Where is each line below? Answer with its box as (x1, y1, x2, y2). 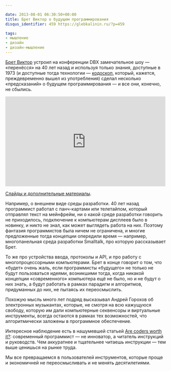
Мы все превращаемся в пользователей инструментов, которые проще (5, 354, 163, 360)
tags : (5, 31, 17, 36)
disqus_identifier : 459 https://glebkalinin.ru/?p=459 (5, 21, 125, 27)
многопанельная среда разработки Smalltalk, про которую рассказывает (5, 238, 166, 245)
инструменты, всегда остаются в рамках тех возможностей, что (5, 313, 147, 319)
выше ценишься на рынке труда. (5, 344, 77, 351)
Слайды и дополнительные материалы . (5, 190, 92, 197)
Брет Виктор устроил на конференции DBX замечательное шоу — (5, 59, 150, 65)
